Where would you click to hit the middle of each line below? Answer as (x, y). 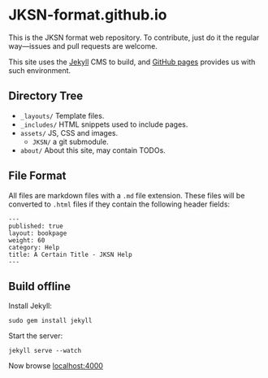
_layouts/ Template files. (62, 115)
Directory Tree (46, 96)
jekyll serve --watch (45, 351)
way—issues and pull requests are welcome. (83, 46)
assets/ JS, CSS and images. (69, 133)
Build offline (40, 286)
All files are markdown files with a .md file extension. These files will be (127, 195)
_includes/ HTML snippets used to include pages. (104, 124)
